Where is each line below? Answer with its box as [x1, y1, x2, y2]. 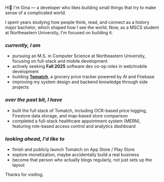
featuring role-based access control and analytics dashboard [12, 123, 136, 129]
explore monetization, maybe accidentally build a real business [12, 152, 140, 158]
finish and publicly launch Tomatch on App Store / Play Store [12, 146, 135, 152]
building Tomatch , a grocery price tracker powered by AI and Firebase [12, 74, 155, 80]
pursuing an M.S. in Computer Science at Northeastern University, [12, 53, 146, 59]
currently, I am [5, 42, 41, 48]
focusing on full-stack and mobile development [12, 58, 108, 64]
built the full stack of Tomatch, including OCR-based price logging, [12, 108, 147, 114]
